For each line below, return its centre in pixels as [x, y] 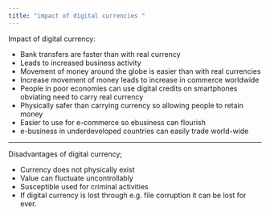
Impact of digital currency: [52, 39]
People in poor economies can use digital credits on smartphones [129, 88]
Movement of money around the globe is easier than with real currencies [140, 71]
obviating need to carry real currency [82, 96]
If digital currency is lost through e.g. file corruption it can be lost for [133, 195]
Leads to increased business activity [81, 63]
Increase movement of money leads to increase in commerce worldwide [139, 79]
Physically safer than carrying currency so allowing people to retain [131, 105]
